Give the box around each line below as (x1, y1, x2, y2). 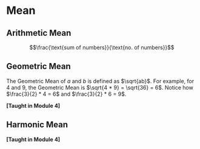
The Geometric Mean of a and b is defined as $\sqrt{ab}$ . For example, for (6, 77, 195, 85)
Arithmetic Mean (6, 28, 72, 38)
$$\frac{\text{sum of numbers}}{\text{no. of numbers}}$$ (29, 44, 175, 51)
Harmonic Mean (6, 119, 68, 130)
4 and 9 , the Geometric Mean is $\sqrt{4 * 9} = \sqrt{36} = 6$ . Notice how (6, 84, 194, 91)
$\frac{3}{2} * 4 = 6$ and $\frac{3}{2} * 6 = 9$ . (6, 90, 127, 98)
